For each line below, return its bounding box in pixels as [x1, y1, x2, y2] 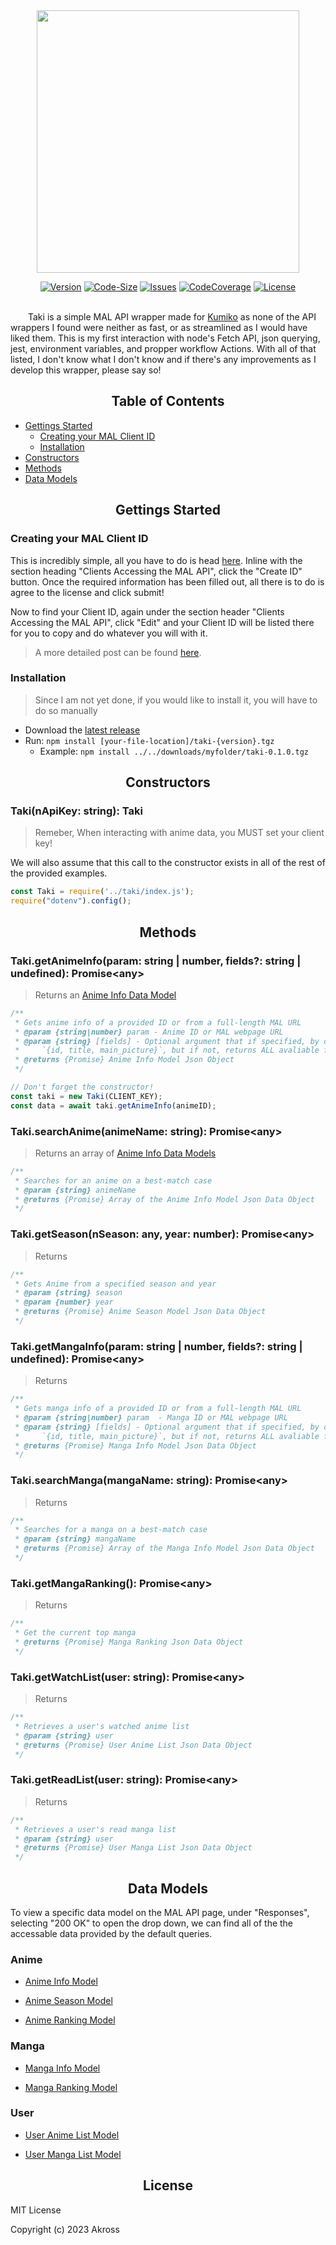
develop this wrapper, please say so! [10, 364, 162, 376]
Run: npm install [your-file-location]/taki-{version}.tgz [24, 734, 275, 746]
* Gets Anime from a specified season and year [14, 1279, 217, 1289]
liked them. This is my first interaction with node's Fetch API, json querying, [10, 332, 321, 344]
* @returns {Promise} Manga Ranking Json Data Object [14, 1637, 244, 1648]
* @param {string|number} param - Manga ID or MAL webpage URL [14, 1412, 288, 1423]
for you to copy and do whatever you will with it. [10, 627, 208, 639]
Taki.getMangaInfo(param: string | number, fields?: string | [10, 1339, 303, 1353]
